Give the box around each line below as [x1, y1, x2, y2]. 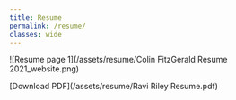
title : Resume [9, 12, 63, 22]
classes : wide [9, 29, 63, 38]
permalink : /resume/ [9, 21, 87, 30]
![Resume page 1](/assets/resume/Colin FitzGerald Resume [9, 54, 228, 65]
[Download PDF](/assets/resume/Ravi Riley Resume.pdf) [9, 81, 218, 92]
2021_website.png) [9, 63, 79, 74]
